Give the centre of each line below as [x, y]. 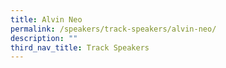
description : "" [44, 38]
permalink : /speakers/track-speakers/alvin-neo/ [113, 29]
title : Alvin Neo [46, 19]
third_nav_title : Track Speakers [80, 47]
